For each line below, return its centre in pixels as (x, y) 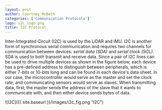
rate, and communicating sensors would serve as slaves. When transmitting (81, 82)
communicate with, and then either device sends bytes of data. (68, 93)
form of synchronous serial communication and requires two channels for (78, 47)
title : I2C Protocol (26, 28)
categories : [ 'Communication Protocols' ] (47, 18)
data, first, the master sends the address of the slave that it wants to (73, 88)
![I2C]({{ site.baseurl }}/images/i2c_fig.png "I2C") (54, 102)
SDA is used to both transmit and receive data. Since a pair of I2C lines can (80, 57)
